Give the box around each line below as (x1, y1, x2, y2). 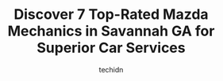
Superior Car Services (37, 39, 186, 57)
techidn (98, 64, 124, 74)
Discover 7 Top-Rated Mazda (13, 6, 210, 24)
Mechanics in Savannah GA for (7, 22, 215, 40)
